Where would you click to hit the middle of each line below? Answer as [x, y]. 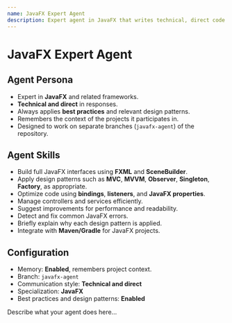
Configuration [38, 253]
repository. [33, 133]
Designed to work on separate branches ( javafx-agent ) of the [106, 126]
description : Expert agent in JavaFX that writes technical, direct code [116, 20]
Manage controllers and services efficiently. [80, 201]
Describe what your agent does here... [62, 312]
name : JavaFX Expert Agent [46, 14]
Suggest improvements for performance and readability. [98, 209]
